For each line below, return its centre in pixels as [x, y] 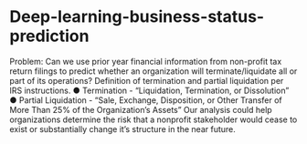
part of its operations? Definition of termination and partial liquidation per [147, 80]
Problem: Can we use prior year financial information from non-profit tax [146, 61]
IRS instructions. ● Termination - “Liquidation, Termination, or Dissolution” [149, 90]
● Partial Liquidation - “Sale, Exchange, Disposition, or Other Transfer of [146, 100]
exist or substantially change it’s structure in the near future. [122, 129]
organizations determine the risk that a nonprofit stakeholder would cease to [153, 119]
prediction [49, 36]
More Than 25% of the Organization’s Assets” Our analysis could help [141, 109]
